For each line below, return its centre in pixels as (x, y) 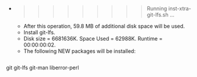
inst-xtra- (180, 9)
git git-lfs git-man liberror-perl (43, 68)
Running (157, 9)
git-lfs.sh (158, 15)
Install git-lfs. (39, 32)
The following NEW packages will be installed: (79, 51)
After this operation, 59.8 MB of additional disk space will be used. (104, 26)
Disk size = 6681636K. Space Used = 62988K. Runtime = (93, 38)
